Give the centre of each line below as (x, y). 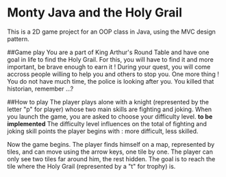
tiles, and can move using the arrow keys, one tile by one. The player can (110, 152)
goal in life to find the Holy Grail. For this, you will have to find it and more (110, 59)
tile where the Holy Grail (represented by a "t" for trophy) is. (91, 166)
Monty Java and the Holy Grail (95, 13)
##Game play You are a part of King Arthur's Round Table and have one (108, 52)
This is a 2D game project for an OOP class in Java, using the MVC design (111, 32)
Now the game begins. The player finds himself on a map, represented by (111, 144)
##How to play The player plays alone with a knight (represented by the (108, 102)
